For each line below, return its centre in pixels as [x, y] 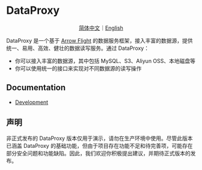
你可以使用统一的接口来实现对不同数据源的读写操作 [78, 68]
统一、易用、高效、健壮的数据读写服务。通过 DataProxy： [78, 48]
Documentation [36, 88]
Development [32, 102]
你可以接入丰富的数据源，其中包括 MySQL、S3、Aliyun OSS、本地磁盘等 [105, 61]
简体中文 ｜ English [101, 28]
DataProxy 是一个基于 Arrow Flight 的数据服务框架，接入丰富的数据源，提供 [100, 40]
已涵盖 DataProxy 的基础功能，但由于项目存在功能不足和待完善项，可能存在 [99, 145]
